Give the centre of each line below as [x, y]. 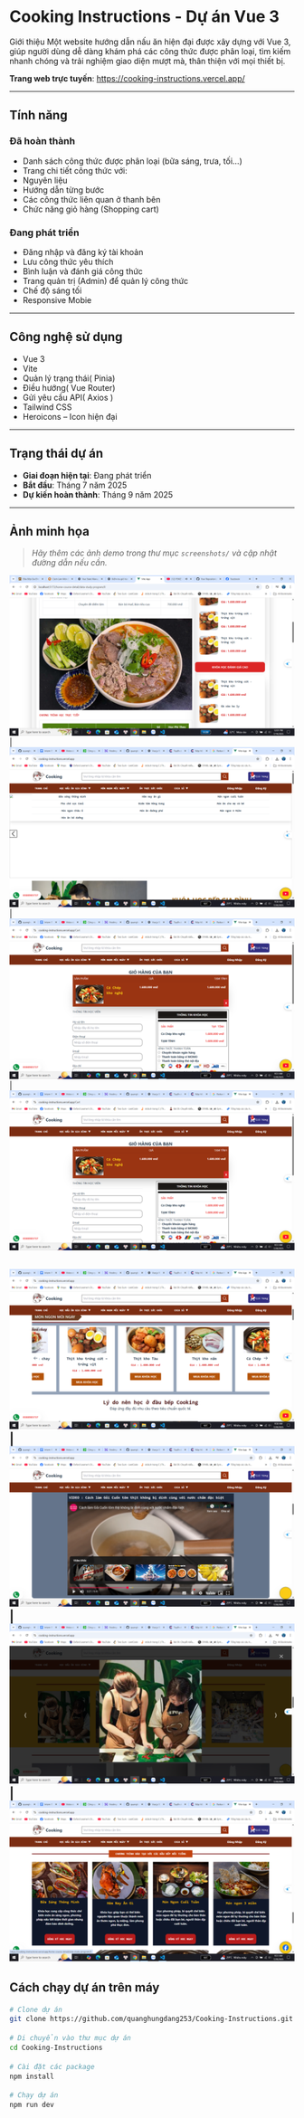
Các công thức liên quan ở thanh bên [91, 199]
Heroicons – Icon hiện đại [70, 416]
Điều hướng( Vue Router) [69, 387]
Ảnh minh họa [50, 531]
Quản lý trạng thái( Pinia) [69, 378]
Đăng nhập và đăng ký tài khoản [83, 252]
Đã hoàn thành [42, 141]
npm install [32, 2076]
